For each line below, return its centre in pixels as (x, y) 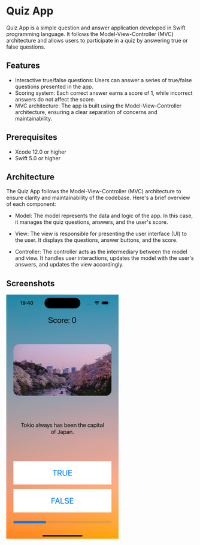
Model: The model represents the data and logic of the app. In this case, (104, 216)
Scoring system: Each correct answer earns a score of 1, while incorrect (104, 93)
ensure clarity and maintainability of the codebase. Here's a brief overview (98, 198)
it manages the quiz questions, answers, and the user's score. (92, 222)
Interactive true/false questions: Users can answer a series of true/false (103, 80)
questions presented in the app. (54, 86)
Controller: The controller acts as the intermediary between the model (101, 252)
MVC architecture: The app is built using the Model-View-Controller (98, 106)
